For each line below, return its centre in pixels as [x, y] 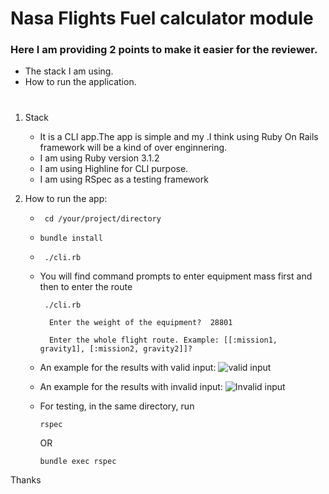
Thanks [26, 479]
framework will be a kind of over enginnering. [133, 147]
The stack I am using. [69, 71]
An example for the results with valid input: [128, 367]
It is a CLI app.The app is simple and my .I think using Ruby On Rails [179, 136]
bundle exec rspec [78, 461]
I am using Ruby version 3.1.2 [99, 158]
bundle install [71, 238]
